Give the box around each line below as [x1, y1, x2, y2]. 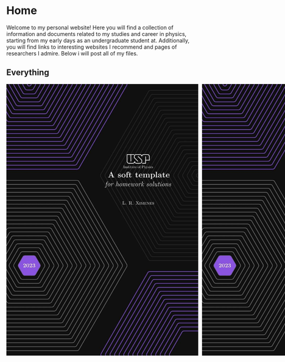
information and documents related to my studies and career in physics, [6, 30, 187, 37]
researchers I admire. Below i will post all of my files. [6, 49, 138, 57]
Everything [6, 68, 50, 78]
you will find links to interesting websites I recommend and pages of [6, 43, 177, 51]
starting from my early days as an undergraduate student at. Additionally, [6, 37, 190, 44]
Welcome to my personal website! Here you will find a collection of [6, 24, 174, 31]
